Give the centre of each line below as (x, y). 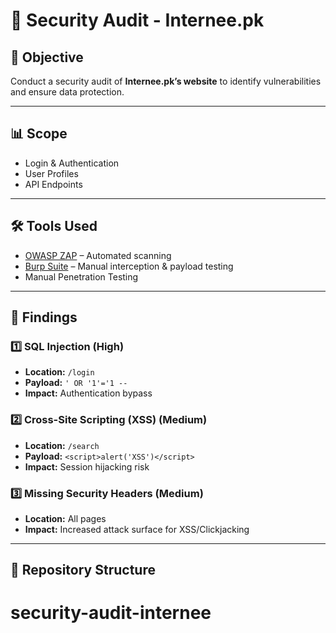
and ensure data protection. (67, 92)
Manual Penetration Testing (81, 276)
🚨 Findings (44, 317)
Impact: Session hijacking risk (87, 466)
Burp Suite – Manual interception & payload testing (129, 266)
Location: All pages (65, 518)
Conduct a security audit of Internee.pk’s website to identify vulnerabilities (166, 81)
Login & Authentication (72, 163)
